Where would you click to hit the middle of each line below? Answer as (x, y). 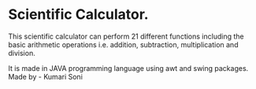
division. (22, 53)
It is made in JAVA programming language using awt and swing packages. (128, 68)
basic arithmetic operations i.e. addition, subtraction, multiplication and (123, 44)
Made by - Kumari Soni (45, 76)
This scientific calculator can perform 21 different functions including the (126, 36)
